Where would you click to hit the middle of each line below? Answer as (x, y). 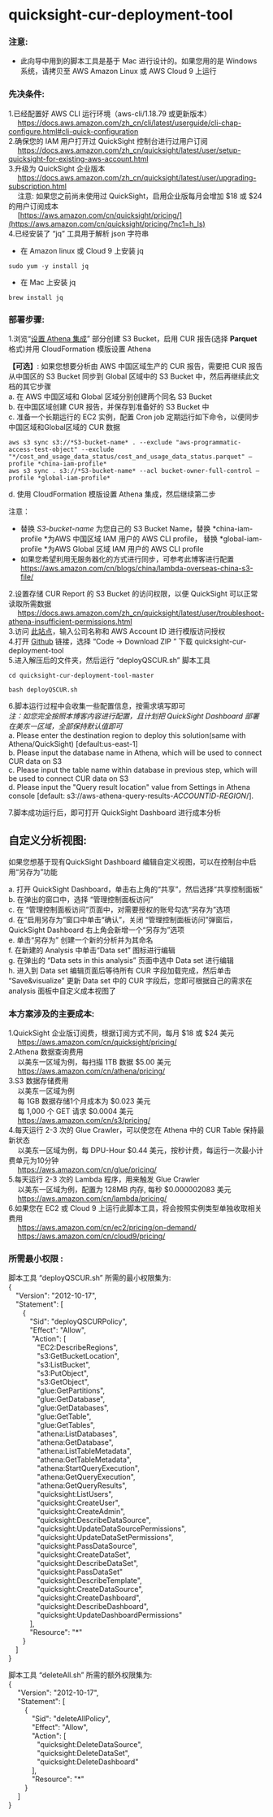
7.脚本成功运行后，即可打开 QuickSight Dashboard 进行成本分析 (115, 813)
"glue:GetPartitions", (71, 1390)
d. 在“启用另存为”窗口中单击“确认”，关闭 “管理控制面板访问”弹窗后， (123, 919)
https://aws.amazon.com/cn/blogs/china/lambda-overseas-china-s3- (136, 568)
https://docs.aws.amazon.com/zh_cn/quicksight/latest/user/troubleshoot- (141, 613)
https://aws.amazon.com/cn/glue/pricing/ (87, 1170)
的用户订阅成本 (33, 206)
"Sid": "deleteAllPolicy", (71, 1719)
